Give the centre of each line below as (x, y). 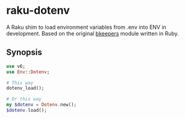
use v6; (16, 66)
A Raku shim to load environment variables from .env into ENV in (86, 27)
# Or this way (24, 99)
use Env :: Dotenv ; (28, 72)
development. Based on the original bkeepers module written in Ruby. (92, 33)
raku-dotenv (38, 11)
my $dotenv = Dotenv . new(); (42, 105)
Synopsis (24, 53)
